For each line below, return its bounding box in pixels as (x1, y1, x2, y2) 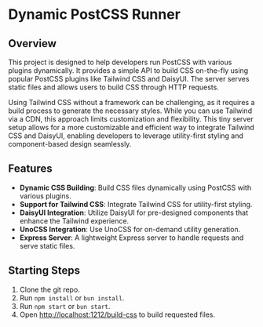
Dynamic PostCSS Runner (8, 5, 181, 24)
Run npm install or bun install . (19, 292, 125, 303)
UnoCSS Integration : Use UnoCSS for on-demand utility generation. (19, 224, 241, 234)
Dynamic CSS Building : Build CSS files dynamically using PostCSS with (19, 183, 252, 192)
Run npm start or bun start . (19, 301, 111, 311)
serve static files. (19, 241, 75, 250)
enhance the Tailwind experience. (19, 216, 130, 225)
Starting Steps (8, 264, 81, 278)
